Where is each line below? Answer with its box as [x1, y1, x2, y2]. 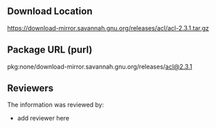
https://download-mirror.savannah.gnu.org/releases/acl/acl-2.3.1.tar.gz [7, 24, 210, 32]
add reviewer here [17, 114, 70, 122]
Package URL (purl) [7, 44, 93, 56]
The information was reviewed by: [7, 100, 105, 109]
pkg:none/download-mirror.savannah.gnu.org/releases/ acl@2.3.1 [7, 62, 192, 71]
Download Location [7, 6, 93, 17]
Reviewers [7, 82, 54, 94]
